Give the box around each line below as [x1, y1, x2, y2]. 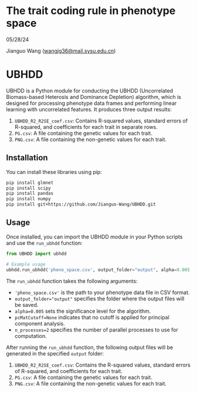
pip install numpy [6, 196, 51, 202]
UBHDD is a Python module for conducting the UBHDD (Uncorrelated [6, 87, 174, 94]
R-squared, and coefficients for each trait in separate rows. [14, 123, 158, 130]
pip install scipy [6, 185, 51, 191]
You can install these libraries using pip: [6, 168, 103, 175]
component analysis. [14, 320, 66, 327]
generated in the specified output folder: [6, 350, 104, 357]
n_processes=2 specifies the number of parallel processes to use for [14, 326, 179, 333]
